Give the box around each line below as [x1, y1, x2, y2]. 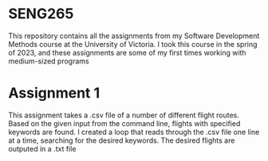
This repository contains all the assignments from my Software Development [8, 31, 260, 40]
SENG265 [8, 5, 74, 23]
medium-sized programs [8, 56, 89, 66]
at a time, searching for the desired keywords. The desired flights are [8, 136, 235, 145]
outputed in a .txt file [8, 144, 77, 153]
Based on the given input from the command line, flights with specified [8, 118, 241, 128]
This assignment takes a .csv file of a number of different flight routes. [8, 110, 239, 120]
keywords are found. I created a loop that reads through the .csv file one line [8, 127, 260, 136]
